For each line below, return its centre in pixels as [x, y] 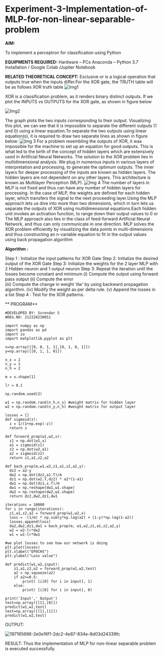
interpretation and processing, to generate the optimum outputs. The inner [80, 167]
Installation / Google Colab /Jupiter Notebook [50, 67]
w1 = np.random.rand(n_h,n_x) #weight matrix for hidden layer [71, 402]
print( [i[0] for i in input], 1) [57, 581]
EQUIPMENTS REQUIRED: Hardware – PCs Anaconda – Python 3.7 [72, 62]
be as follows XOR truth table [34, 87]
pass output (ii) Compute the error [39, 279]
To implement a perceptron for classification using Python [63, 53]
